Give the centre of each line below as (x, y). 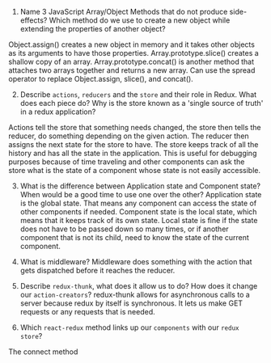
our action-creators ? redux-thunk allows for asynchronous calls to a (135, 295)
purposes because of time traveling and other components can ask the (127, 162)
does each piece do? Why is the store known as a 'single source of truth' (142, 103)
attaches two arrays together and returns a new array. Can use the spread (132, 70)
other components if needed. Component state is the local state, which (138, 212)
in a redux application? (58, 112)
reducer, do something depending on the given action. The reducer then (129, 136)
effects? (34, 20)
